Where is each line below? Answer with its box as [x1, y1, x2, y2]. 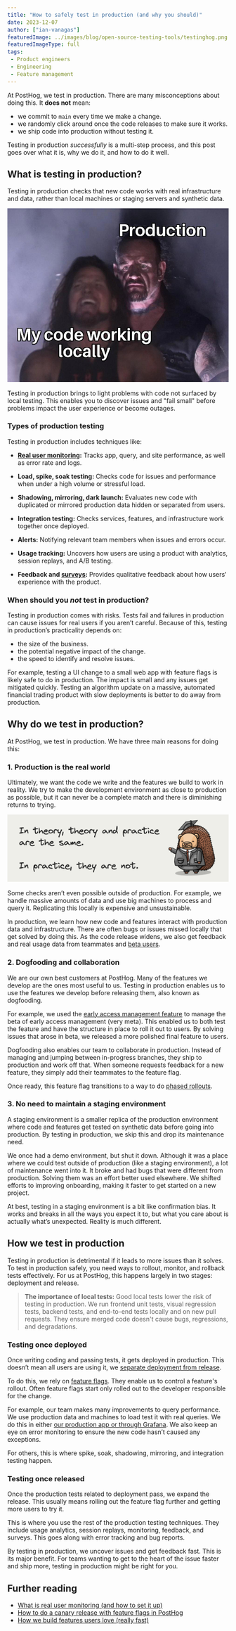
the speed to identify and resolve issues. [17, 655, 136, 663]
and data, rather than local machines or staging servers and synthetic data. [7, 194, 225, 203]
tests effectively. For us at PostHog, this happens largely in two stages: [7, 1271, 213, 1279]
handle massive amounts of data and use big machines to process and [7, 897, 212, 905]
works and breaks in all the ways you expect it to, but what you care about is [7, 1210, 229, 1218]
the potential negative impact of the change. [17, 647, 146, 655]
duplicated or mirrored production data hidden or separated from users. [17, 500, 225, 509]
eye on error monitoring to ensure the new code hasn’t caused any [7, 1428, 200, 1436]
